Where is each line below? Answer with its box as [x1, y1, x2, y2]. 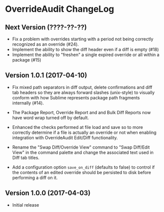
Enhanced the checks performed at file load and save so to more [12, 124, 143, 130]
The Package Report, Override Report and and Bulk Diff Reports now [12, 109, 151, 115]
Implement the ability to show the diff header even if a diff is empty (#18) [12, 47, 159, 52]
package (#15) [12, 57, 42, 62]
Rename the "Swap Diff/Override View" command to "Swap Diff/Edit [12, 144, 150, 150]
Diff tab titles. [12, 154, 40, 160]
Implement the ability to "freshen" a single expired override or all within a [12, 52, 160, 58]
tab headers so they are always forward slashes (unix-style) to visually [12, 90, 155, 95]
